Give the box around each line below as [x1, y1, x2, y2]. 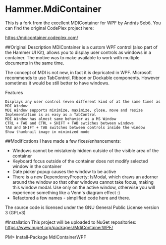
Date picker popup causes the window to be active [12, 168, 116, 174]
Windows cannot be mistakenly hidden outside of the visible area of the [12, 147, 159, 154]
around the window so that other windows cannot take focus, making [12, 179, 154, 185]
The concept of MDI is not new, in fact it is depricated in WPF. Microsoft [5, 69, 152, 75]
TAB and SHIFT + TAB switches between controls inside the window [5, 125, 145, 130]
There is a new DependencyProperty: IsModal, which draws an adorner [12, 174, 159, 180]
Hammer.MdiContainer [5, 3, 102, 15]
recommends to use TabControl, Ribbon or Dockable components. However [5, 75, 160, 81]
